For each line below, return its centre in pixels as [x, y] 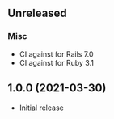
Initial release [41, 108]
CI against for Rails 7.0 [56, 54]
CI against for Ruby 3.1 [57, 62]
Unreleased [38, 13]
